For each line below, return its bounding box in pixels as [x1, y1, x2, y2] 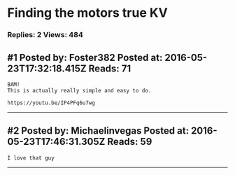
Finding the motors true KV [7, 5, 168, 21]
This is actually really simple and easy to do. [7, 87, 152, 94]
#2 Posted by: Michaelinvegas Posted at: [7, 125, 190, 137]
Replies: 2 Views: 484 [7, 30, 84, 40]
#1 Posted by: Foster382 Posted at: [7, 51, 163, 64]
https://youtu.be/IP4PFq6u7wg [7, 99, 96, 106]
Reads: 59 [107, 136, 152, 148]
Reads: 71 [88, 62, 131, 74]
